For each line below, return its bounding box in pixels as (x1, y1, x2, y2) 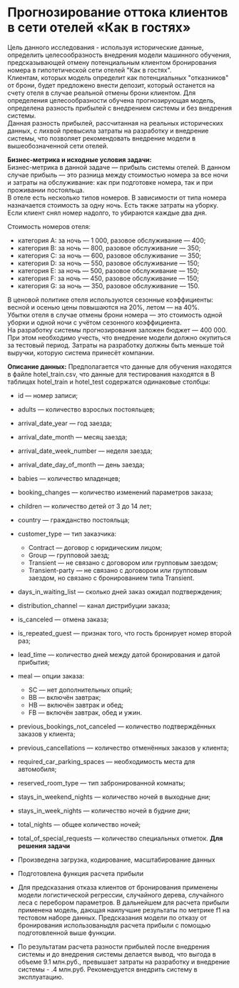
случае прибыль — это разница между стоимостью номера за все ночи (7, 170, 228, 179)
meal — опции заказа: (17, 671, 85, 680)
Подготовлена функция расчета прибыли (17, 869, 144, 877)
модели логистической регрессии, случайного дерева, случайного (17, 890, 224, 899)
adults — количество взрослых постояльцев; (17, 404, 156, 414)
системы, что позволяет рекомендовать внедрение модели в (7, 133, 196, 143)
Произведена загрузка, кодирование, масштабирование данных (17, 855, 215, 864)
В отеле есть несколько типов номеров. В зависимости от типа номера (7, 193, 227, 202)
